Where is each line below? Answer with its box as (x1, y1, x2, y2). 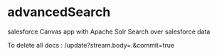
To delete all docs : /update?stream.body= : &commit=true (7, 41, 175, 49)
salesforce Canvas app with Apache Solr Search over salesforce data (7, 27, 211, 36)
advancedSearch (7, 4, 111, 20)
